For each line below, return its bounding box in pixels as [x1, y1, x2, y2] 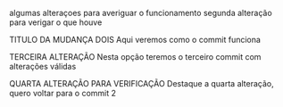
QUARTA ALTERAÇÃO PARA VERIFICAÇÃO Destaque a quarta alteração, [9, 78, 274, 88]
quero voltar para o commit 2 [9, 88, 117, 98]
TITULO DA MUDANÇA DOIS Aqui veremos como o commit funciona [9, 35, 262, 45]
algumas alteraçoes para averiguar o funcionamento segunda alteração [9, 8, 272, 18]
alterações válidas [9, 62, 77, 71]
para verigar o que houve [9, 17, 103, 28]
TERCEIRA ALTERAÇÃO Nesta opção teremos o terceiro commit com [9, 52, 262, 62]
